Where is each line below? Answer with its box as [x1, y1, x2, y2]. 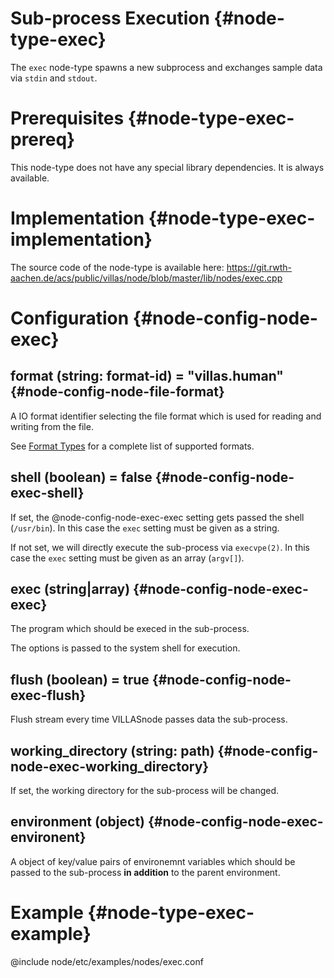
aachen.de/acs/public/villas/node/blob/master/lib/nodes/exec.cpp [10, 272, 283, 284]
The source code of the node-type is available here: [10, 261, 225, 273]
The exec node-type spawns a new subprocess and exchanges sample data [10, 61, 323, 73]
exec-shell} [10, 485, 85, 502]
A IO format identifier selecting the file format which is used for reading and [10, 410, 322, 422]
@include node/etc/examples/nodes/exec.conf [10, 955, 204, 967]
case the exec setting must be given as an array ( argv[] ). [10, 552, 245, 564]
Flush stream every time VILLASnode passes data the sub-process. [10, 713, 288, 726]
